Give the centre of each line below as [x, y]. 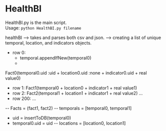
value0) [13, 78]
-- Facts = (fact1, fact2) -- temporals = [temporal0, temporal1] [69, 108]
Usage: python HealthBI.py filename [43, 27]
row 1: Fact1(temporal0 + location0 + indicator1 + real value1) [75, 87]
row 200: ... [24, 98]
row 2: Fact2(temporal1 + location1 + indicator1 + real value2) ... [78, 93]
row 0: [19, 52]
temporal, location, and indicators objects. [48, 42]
